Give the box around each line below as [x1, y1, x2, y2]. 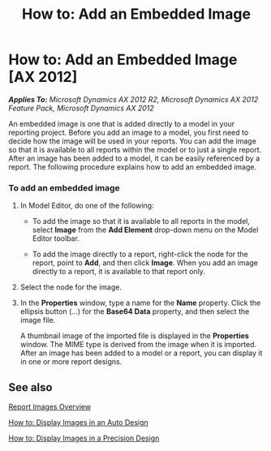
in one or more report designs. [19, 357, 123, 367]
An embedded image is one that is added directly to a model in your [8, 118, 235, 128]
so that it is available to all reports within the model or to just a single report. [8, 144, 262, 154]
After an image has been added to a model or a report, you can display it [19, 348, 263, 358]
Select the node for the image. [19, 282, 122, 292]
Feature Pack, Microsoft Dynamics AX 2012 [8, 103, 154, 113]
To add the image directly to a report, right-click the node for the [32, 249, 249, 260]
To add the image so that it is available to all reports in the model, [32, 217, 250, 226]
